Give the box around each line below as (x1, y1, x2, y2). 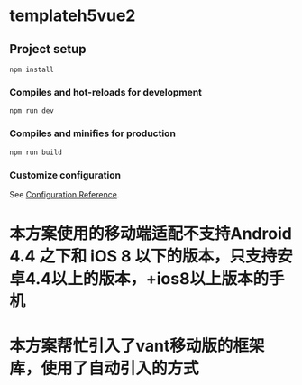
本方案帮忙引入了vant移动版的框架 (9, 335, 265, 356)
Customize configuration (9, 169, 122, 181)
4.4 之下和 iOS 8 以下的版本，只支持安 (9, 246, 293, 267)
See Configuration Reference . (9, 188, 120, 199)
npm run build (9, 148, 63, 157)
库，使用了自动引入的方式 (9, 358, 200, 379)
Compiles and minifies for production (9, 127, 176, 140)
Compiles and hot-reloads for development (9, 86, 203, 98)
